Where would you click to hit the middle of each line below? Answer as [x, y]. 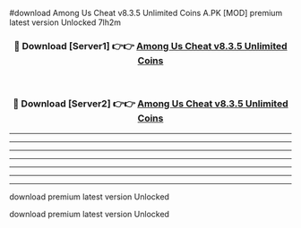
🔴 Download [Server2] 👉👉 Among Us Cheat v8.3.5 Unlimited [150, 104]
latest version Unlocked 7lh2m [65, 22]
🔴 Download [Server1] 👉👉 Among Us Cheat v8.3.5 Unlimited [150, 46]
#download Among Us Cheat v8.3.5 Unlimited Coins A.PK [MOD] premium [146, 13]
